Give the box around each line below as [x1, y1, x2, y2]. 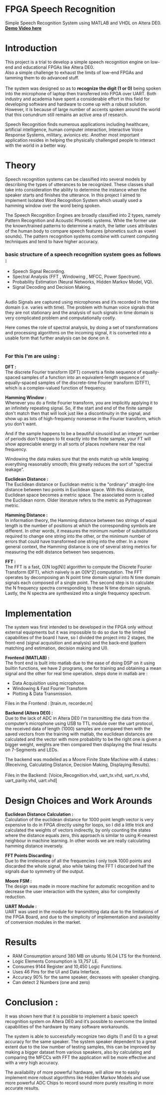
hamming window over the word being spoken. [5, 202, 101, 208]
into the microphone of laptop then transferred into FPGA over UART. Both [5, 90, 157, 96]
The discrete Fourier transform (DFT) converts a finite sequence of [5, 369, 142, 375]
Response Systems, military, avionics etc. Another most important [5, 131, 140, 137]
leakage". [5, 466, 25, 472]
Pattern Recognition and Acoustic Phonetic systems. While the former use [5, 217, 156, 223]
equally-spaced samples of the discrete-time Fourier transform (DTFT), [5, 380, 151, 386]
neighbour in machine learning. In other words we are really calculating [5, 837, 150, 844]
